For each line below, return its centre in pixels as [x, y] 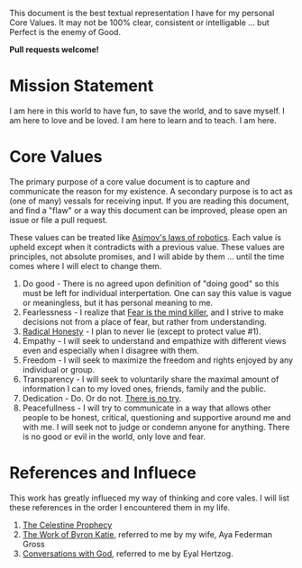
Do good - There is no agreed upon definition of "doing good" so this [151, 284]
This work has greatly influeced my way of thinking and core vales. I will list [150, 498]
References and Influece [103, 473]
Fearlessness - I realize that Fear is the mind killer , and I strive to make [153, 312]
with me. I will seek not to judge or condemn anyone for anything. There [156, 427]
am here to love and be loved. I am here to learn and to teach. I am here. [143, 120]
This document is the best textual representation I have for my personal [142, 13]
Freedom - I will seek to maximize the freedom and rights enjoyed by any [158, 360]
